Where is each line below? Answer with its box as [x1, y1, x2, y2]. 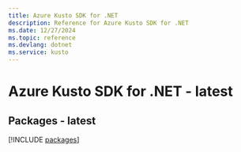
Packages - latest [8, 114, 96, 127]
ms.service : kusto [8, 48, 69, 56]
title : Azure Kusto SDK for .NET [8, 11, 119, 20]
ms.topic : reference [8, 33, 77, 42]
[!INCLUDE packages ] [8, 135, 80, 144]
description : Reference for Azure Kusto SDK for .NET [8, 19, 190, 27]
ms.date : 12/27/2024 [8, 26, 77, 34]
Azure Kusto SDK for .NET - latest [8, 82, 233, 101]
